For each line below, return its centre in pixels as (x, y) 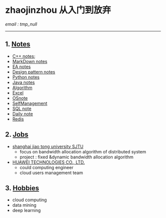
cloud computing (29, 200)
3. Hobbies (22, 188)
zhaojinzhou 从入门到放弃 (58, 10)
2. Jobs (17, 134)
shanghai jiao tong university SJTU (48, 146)
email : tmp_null (21, 24)
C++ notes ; (24, 56)
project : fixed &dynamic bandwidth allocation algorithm (77, 157)
